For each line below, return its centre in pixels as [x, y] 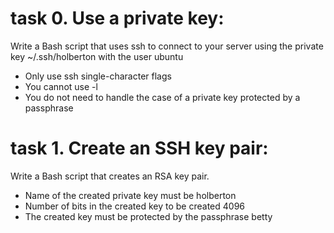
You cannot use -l [61, 86]
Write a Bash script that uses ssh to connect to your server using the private [167, 46]
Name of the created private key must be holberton [130, 195]
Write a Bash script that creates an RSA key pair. [110, 176]
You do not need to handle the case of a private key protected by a [162, 97]
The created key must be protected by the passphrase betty [148, 216]
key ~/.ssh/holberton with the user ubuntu [97, 56]
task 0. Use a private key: [117, 18]
